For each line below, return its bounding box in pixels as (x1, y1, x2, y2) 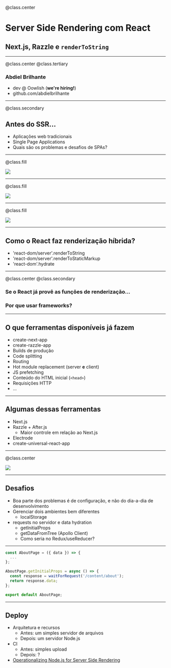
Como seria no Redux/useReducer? (20, 535, 95, 542)
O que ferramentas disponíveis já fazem (5, 323, 134, 332)
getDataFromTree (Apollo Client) (20, 530, 88, 536)
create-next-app (12, 337, 47, 343)
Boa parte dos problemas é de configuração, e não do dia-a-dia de (12, 497, 154, 504)
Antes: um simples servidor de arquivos (20, 630, 104, 636)
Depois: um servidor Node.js (20, 635, 80, 641)
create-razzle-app (12, 342, 51, 348)
